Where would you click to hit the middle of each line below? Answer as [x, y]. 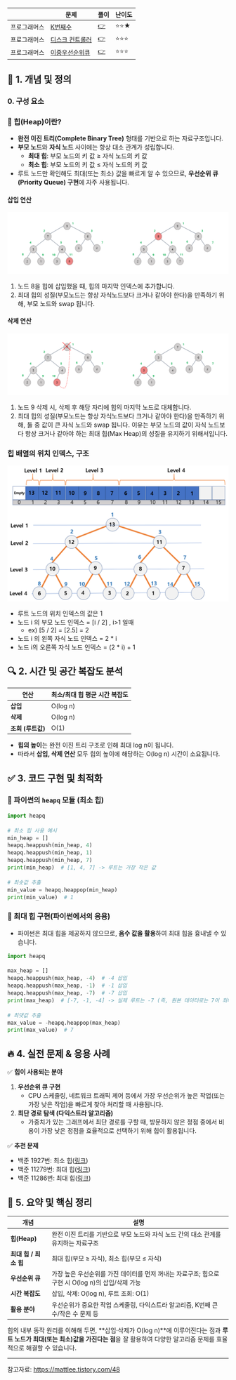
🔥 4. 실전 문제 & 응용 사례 [59, 1054]
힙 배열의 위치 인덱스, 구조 [48, 453]
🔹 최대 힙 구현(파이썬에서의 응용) [59, 917]
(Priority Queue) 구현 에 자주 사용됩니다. [73, 183]
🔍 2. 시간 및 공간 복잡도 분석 [65, 671]
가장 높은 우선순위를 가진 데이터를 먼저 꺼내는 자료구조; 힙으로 [136, 1274]
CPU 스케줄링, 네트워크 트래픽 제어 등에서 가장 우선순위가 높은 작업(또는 [126, 1096]
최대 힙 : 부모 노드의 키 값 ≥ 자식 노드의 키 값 [87, 156]
